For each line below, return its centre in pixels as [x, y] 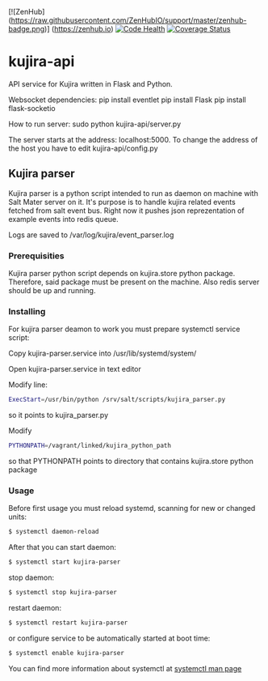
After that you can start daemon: [63, 547]
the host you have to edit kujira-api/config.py [83, 148]
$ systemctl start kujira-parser [65, 562]
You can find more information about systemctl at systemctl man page [125, 668]
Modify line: [28, 385]
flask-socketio [32, 108]
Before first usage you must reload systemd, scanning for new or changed [132, 509]
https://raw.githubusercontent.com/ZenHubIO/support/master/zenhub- [129, 20]
